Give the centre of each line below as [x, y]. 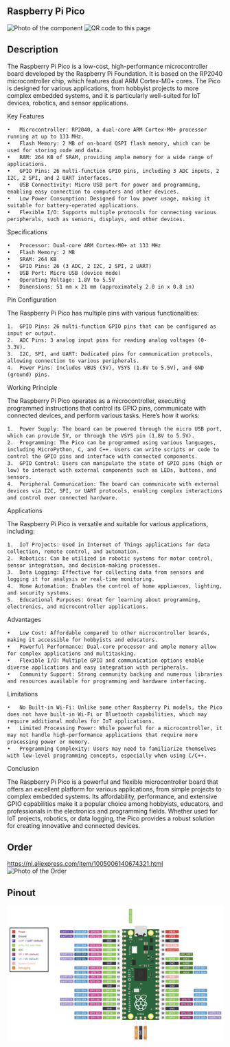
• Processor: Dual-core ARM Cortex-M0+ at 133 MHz [84, 245]
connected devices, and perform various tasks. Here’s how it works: [103, 415]
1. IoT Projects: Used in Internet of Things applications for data [109, 545]
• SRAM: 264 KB [32, 259]
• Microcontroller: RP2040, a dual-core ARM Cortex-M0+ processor [107, 129]
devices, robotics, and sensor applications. [68, 103]
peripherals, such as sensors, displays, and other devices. [96, 219]
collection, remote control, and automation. [73, 551]
